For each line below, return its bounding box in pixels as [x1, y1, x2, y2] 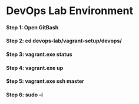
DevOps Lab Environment [6, 4, 134, 18]
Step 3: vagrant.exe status [6, 51, 72, 58]
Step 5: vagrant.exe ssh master [6, 78, 84, 85]
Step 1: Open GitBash [6, 24, 59, 31]
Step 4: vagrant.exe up [6, 64, 64, 71]
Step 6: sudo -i [6, 91, 43, 98]
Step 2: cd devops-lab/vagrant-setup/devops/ [6, 37, 122, 45]
